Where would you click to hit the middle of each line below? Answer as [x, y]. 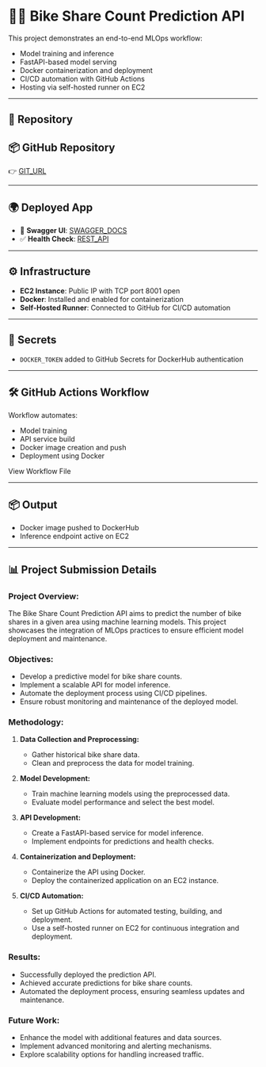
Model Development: [55, 778]
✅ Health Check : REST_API [64, 239]
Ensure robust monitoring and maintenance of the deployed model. [129, 702]
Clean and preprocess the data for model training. [113, 763]
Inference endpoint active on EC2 [74, 536]
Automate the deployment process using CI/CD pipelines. [113, 694]
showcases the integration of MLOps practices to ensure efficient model [126, 630]
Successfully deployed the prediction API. [88, 974]
